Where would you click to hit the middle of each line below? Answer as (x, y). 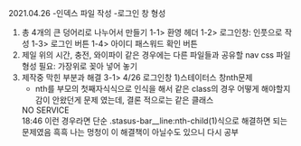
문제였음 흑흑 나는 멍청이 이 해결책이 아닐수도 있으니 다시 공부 (130, 132)
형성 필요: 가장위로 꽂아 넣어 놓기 (79, 66)
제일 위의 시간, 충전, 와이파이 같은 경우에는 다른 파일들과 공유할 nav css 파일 (156, 55)
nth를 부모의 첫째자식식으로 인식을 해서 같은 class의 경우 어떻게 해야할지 (163, 89)
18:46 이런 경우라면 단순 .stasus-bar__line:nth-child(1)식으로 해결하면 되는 (155, 121)
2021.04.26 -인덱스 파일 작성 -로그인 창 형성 (87, 13)
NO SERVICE (45, 110)
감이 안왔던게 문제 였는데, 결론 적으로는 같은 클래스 (124, 100)
